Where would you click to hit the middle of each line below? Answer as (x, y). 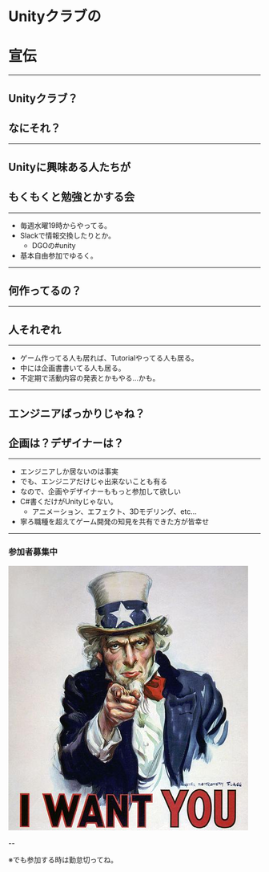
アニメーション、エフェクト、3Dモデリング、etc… (114, 511)
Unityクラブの (55, 16)
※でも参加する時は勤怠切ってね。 (63, 859)
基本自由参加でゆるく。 (58, 255)
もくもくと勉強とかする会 (71, 197)
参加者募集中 (33, 552)
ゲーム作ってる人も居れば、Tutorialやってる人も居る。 (109, 358)
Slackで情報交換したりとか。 (68, 235)
